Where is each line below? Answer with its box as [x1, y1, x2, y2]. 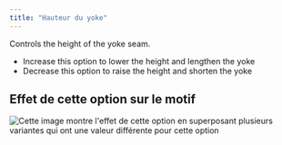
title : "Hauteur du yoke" [9, 13, 107, 23]
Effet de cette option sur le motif [9, 92, 196, 107]
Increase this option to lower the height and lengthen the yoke [22, 55, 256, 66]
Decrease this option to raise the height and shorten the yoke [22, 65, 253, 76]
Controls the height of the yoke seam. [9, 38, 151, 49]
